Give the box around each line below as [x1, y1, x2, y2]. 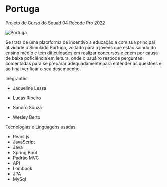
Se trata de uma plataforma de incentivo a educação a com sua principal [5, 39, 155, 45]
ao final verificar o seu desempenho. [5, 66, 81, 72]
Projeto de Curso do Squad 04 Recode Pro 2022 [5, 20, 105, 26]
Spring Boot [12, 149, 38, 155]
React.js [12, 133, 30, 139]
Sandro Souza [12, 104, 42, 110]
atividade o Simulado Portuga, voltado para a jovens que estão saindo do [5, 44, 156, 50]
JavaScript [12, 139, 35, 145]
